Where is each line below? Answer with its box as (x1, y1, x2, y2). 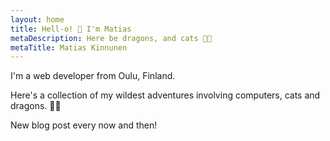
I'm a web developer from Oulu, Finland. (10, 70, 176, 82)
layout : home (10, 14, 65, 25)
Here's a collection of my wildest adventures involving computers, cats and (10, 89, 321, 101)
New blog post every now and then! (10, 119, 158, 131)
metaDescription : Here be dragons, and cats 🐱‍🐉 (10, 33, 213, 43)
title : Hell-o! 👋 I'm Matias (10, 24, 132, 34)
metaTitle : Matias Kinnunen (10, 42, 128, 53)
